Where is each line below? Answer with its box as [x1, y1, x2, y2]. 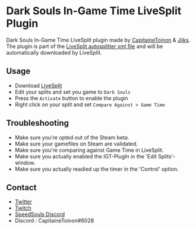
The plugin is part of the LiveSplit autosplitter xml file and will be [6, 43, 163, 50]
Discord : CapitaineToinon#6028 [14, 217, 94, 224]
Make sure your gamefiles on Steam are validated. [14, 140, 138, 147]
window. [14, 159, 36, 166]
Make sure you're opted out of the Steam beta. [14, 133, 129, 141]
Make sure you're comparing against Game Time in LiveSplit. [14, 147, 164, 154]
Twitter [14, 198, 33, 205]
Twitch [14, 205, 31, 212]
